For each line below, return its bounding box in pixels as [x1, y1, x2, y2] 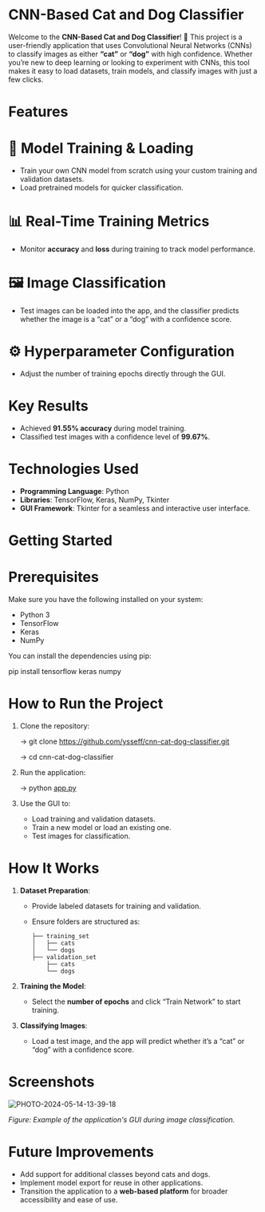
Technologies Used [8, 460, 140, 478]
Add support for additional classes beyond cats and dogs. [19, 1169, 211, 1178]
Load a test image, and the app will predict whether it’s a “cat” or [31, 1036, 245, 1045]
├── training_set [31, 932, 90, 940]
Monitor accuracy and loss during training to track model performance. [19, 244, 255, 254]
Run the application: [19, 767, 86, 777]
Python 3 [19, 610, 50, 620]
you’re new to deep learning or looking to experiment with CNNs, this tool [8, 58, 250, 67]
